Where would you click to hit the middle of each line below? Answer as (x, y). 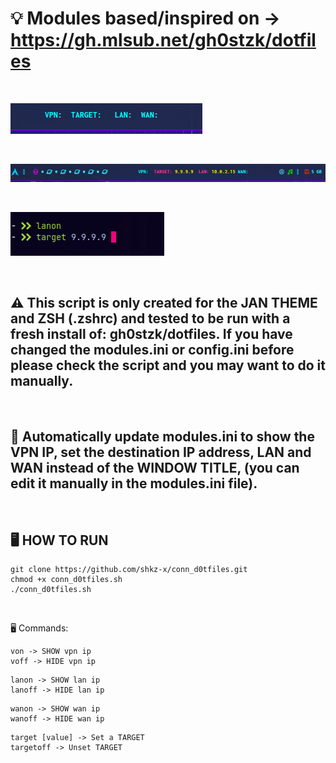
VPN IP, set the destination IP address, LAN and (161, 452)
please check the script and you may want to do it (168, 365)
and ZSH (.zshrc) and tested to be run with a (150, 318)
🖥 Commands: (39, 628)
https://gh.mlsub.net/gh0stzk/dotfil (163, 40)
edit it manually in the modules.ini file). (134, 483)
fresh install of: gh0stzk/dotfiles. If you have (151, 334)
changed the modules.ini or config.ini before (152, 350)
